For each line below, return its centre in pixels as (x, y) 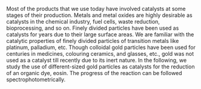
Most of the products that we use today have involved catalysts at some (96, 9)
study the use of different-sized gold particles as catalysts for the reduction (100, 67)
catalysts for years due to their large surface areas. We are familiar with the (100, 35)
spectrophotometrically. (36, 79)
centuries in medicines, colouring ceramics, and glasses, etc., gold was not (100, 54)
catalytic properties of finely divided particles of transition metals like (93, 41)
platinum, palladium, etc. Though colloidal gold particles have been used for (101, 47)
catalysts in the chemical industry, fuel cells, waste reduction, (83, 21)
